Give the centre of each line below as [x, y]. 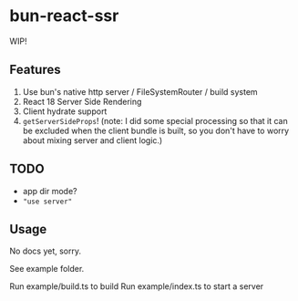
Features [35, 70]
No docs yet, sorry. [46, 251]
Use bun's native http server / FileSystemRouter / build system [140, 91]
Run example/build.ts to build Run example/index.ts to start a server [137, 286]
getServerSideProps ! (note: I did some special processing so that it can [155, 120]
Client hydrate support [65, 111]
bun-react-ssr [64, 16]
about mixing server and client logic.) [92, 140]
